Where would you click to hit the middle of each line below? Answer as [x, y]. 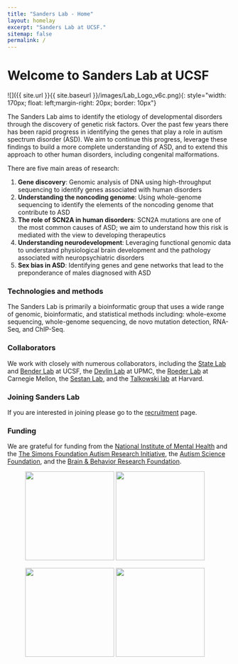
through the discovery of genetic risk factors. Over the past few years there [118, 125]
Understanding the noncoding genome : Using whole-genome [109, 197]
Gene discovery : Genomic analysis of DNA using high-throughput [114, 182]
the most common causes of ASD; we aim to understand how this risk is [123, 228]
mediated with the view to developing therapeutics [92, 235]
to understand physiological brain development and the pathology [114, 251]
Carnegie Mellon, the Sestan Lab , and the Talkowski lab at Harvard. [106, 379]
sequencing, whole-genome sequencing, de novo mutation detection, [109, 322]
